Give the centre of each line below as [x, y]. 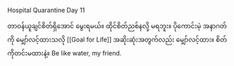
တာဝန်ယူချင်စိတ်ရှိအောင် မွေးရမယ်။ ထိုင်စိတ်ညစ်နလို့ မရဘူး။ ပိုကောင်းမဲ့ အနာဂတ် [117, 26]
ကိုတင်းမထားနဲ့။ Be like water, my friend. [64, 53]
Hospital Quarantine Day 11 [46, 10]
